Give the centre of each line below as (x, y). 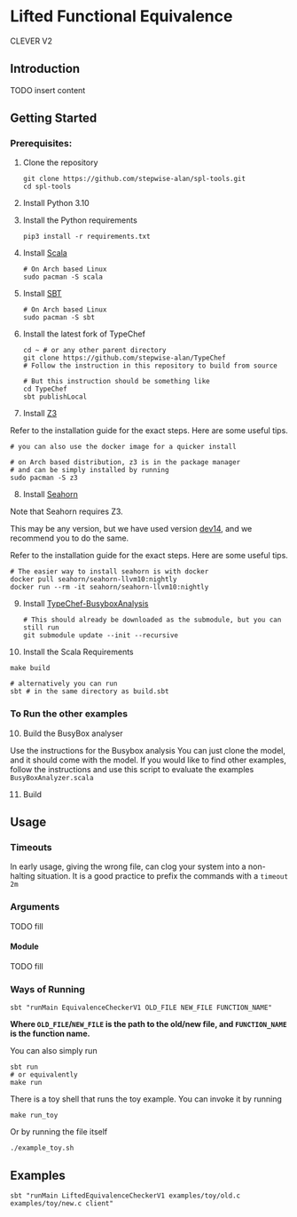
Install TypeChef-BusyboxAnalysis (86, 604)
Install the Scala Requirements (78, 652)
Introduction (45, 69)
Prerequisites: (41, 144)
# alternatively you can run (64, 684)
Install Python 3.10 (56, 203)
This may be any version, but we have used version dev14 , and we (131, 529)
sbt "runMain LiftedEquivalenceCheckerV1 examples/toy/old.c (125, 1196)
